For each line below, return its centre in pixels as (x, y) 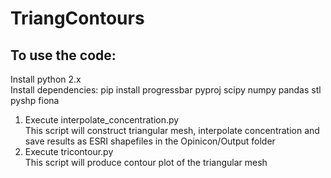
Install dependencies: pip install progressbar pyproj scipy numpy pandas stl (166, 90)
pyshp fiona (35, 100)
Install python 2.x (46, 79)
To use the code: (63, 55)
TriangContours (77, 18)
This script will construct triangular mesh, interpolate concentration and (172, 130)
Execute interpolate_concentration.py (102, 120)
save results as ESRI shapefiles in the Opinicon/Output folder (150, 141)
